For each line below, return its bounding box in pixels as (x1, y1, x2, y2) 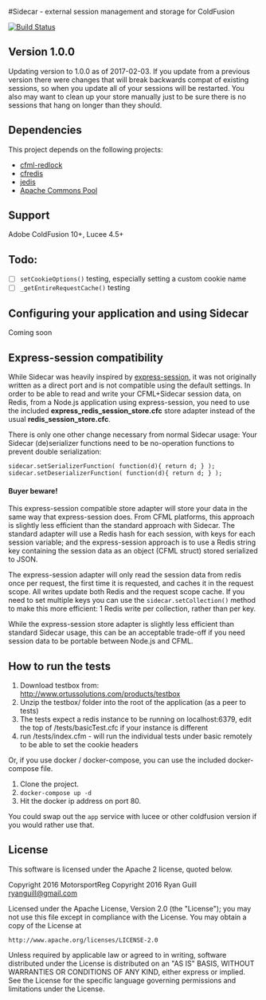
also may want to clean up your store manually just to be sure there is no (8, 92, 247, 101)
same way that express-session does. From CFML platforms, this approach (8, 512, 255, 522)
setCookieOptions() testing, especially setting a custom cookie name (19, 274, 247, 284)
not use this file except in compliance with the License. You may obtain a (8, 912, 247, 922)
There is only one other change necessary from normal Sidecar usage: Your (8, 430, 257, 439)
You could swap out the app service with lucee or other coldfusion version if (8, 812, 257, 821)
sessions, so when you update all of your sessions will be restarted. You (8, 83, 244, 93)
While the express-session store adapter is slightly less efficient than (8, 620, 235, 629)
